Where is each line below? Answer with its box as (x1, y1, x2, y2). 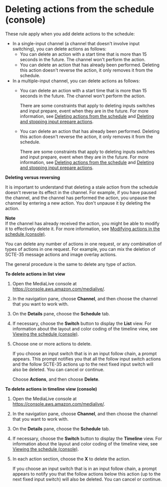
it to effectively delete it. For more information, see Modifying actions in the (5, 226, 160, 232)
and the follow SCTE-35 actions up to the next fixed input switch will (12, 361, 153, 367)
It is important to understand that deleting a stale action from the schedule (5, 184, 158, 190)
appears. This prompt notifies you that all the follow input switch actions (12, 356, 161, 362)
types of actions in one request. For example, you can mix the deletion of (5, 246, 156, 252)
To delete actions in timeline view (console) (5, 386, 97, 392)
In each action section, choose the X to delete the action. (12, 455, 130, 462)
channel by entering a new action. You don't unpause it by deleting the (5, 200, 151, 206)
